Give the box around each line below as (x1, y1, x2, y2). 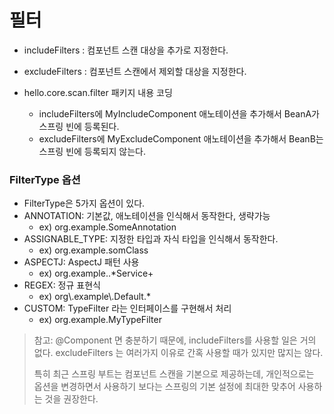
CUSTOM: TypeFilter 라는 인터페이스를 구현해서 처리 (23, 302, 232, 315)
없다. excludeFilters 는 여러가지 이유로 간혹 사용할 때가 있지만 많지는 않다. (33, 347, 324, 359)
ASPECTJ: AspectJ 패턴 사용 (23, 256, 140, 268)
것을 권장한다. (44, 393, 99, 405)
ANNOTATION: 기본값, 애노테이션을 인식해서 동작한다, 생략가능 (23, 210, 271, 222)
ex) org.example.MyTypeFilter (38, 314, 162, 326)
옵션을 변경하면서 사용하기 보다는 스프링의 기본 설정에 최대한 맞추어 (33, 381, 296, 393)
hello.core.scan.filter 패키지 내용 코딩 (23, 86, 173, 98)
